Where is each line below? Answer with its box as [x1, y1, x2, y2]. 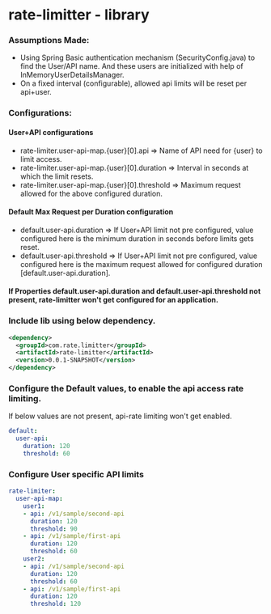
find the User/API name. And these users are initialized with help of [19, 61, 244, 71]
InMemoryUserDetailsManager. [19, 70, 125, 80]
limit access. [19, 154, 62, 163]
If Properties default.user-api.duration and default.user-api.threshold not [8, 286, 261, 296]
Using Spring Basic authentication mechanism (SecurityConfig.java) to [19, 53, 256, 62]
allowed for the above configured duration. [19, 188, 163, 198]
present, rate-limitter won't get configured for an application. [8, 295, 218, 305]
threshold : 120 [29, 600, 82, 608]
